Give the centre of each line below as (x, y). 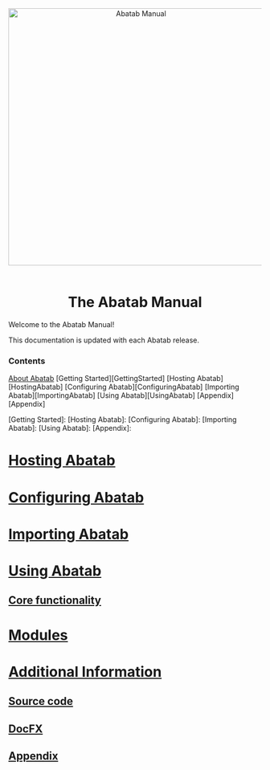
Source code (41, 701)
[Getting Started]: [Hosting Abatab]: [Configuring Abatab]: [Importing (123, 420)
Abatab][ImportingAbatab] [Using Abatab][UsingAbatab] (102, 395)
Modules (38, 635)
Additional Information (85, 672)
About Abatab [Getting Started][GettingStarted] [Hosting (102, 379)
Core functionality (55, 601)
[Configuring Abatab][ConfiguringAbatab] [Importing (152, 387)
